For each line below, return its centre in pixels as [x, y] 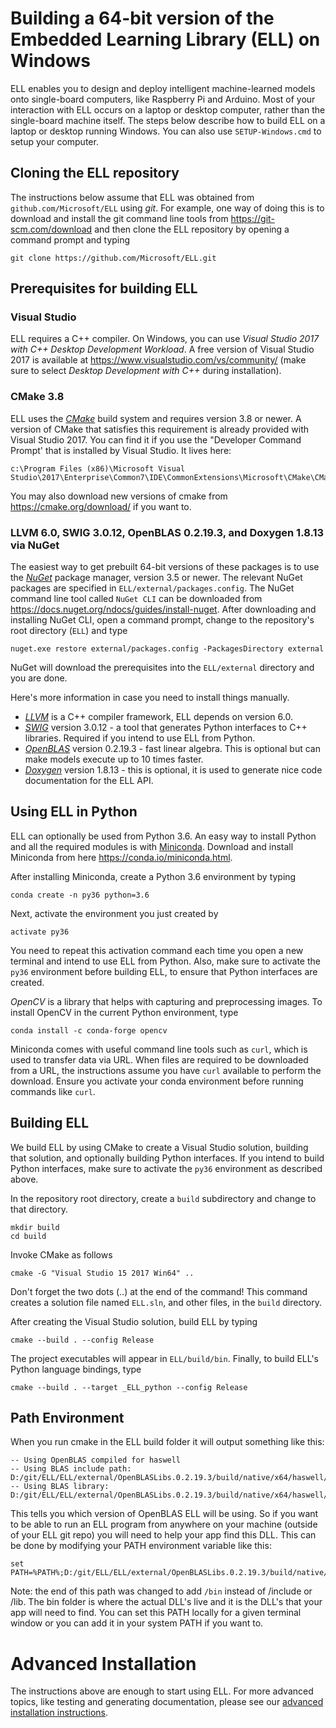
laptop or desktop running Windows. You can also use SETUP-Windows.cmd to [166, 131]
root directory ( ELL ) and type [69, 631]
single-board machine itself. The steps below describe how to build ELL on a [168, 120]
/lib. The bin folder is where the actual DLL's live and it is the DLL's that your [166, 1602]
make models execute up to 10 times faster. [114, 759]
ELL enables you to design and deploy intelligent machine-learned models [163, 88]
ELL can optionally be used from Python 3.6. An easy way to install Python [163, 836]
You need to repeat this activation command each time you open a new [157, 950]
